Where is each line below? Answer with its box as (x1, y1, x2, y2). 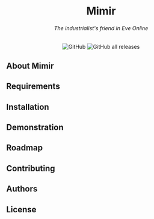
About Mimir (6, 60, 54, 71)
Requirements (6, 81, 60, 92)
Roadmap (6, 143, 43, 153)
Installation (6, 101, 49, 112)
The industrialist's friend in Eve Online (54, 24, 149, 31)
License (6, 204, 37, 215)
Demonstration (6, 122, 64, 132)
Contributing (6, 163, 55, 173)
